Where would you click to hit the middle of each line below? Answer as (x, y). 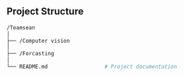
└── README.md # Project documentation (92, 67)
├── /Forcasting (30, 54)
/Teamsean (21, 27)
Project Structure (45, 12)
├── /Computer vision (38, 41)
